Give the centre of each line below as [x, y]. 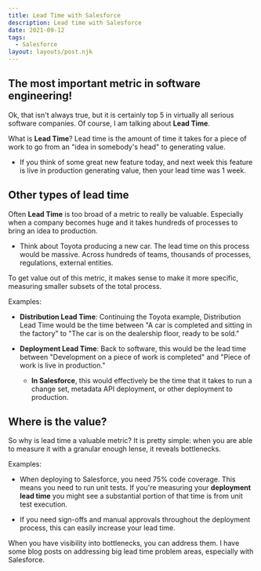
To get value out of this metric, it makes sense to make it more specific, [123, 278]
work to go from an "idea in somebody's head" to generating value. [117, 147]
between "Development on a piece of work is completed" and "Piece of [135, 357]
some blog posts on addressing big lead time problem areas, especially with [131, 551]
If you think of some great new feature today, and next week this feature [136, 162]
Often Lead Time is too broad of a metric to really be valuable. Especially [126, 214]
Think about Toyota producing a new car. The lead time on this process [134, 246]
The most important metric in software [105, 84]
